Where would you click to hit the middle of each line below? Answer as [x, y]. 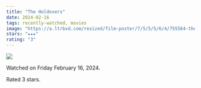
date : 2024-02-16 [28, 17]
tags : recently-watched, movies [46, 23]
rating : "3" [21, 40]
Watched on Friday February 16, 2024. [53, 68]
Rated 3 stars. [23, 79]
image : [14, 28]
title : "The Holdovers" [36, 12]
